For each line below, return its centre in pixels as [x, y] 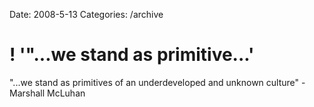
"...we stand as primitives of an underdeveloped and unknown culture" [154, 82]
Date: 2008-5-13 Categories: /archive [86, 14]
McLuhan [66, 93]
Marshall [27, 93]
